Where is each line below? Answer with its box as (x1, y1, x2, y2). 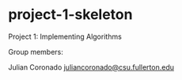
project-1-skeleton (8, 6, 133, 24)
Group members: (8, 47, 63, 56)
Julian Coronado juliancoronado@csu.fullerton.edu (8, 62, 174, 72)
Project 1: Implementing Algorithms (8, 32, 123, 41)
